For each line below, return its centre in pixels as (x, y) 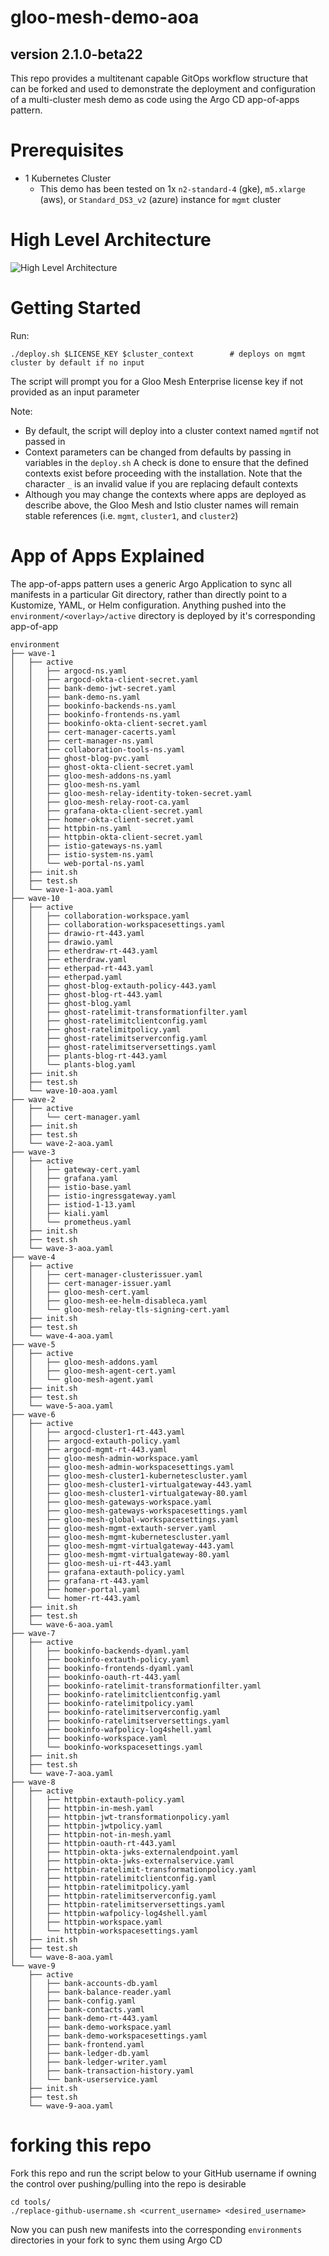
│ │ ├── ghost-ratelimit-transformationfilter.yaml (129, 1012)
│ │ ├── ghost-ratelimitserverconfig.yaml (109, 1038)
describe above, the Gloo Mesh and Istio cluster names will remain (162, 505)
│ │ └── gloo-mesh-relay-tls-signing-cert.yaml (120, 1309)
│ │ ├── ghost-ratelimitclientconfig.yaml (109, 1021)
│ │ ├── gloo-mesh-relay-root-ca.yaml (100, 802)
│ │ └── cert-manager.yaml (75, 1117)
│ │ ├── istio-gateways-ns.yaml (86, 846)
